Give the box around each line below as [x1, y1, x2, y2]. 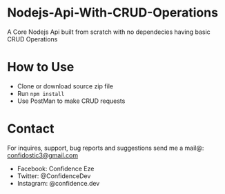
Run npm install [17, 89, 65, 97]
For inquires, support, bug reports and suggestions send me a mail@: [7, 144, 204, 152]
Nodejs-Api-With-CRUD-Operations [7, 5, 219, 21]
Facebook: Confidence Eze [17, 164, 95, 173]
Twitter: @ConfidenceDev [17, 171, 91, 180]
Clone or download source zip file [17, 81, 114, 90]
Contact [7, 121, 55, 137]
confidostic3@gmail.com [7, 151, 78, 159]
